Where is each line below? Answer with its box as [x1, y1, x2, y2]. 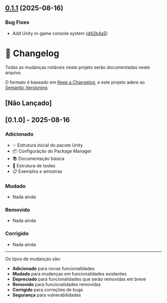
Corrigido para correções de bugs [12, 287, 83, 293]
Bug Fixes [5, 19, 30, 26]
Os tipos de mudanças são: [5, 256, 61, 262]
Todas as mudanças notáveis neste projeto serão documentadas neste [5, 64, 150, 70]
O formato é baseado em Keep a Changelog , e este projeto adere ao [5, 79, 145, 85]
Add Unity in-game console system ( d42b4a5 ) [12, 30, 108, 36]
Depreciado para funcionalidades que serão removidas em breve [12, 276, 147, 282]
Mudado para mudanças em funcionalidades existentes [12, 271, 127, 277]
